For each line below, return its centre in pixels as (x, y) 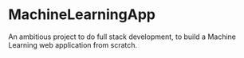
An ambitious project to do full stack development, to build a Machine (122, 37)
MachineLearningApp (82, 15)
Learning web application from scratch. (73, 44)
